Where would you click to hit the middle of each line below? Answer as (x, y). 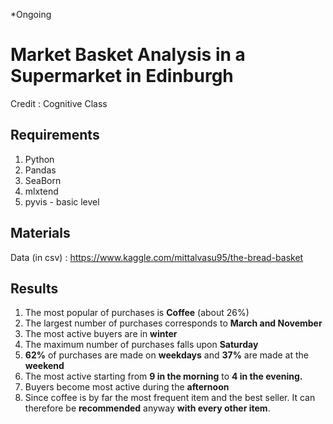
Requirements (55, 135)
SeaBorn (43, 180)
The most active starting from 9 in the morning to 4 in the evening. (163, 376)
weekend (44, 366)
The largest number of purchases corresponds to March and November (173, 323)
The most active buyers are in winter (101, 334)
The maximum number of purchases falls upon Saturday (141, 345)
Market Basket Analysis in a (128, 55)
